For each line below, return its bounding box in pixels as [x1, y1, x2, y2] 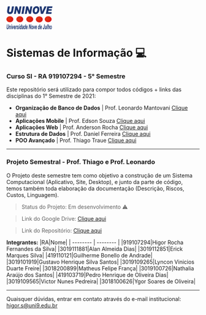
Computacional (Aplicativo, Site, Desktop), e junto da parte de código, [6, 178, 183, 185]
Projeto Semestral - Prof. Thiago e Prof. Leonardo [6, 158, 155, 166]
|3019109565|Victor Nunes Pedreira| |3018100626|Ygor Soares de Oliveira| [6, 278, 196, 285]
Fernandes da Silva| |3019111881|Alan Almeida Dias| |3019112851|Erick [6, 245, 183, 253]
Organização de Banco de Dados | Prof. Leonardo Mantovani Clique [15, 104, 188, 112]
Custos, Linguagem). [6, 191, 59, 198]
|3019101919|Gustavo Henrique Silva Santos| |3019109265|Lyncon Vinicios [6, 258, 195, 265]
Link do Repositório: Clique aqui [21, 226, 102, 234]
